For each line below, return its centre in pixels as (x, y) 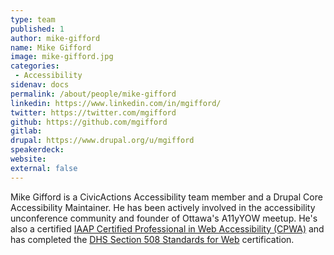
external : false (44, 168)
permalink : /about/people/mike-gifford (93, 94)
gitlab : (26, 131)
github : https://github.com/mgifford (89, 122)
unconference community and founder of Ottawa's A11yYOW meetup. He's (164, 218)
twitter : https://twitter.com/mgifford (93, 112)
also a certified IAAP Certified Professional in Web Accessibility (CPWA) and (167, 228)
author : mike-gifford (55, 38)
